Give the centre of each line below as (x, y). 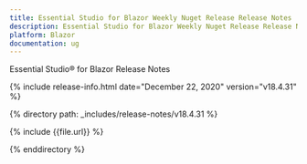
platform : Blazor (42, 35)
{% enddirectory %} (47, 149)
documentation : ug (44, 43)
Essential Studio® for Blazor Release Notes (90, 69)
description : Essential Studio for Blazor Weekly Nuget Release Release (151, 26)
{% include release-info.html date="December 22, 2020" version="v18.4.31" (153, 87)
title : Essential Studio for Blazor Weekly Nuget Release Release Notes (151, 18)
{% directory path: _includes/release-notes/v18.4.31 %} (114, 114)
